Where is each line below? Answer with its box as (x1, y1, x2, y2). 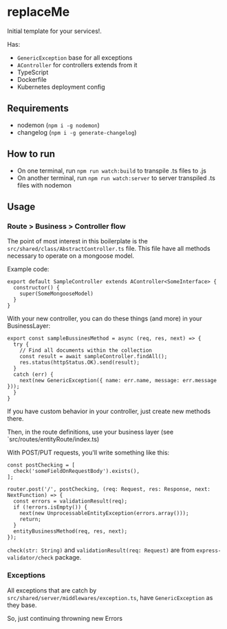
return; (19, 516, 41, 523)
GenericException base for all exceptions (17, 53, 133, 62)
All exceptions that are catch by (7, 586, 97, 595)
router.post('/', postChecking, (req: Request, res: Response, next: (7, 486, 211, 493)
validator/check (7, 555, 54, 562)
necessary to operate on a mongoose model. (7, 252, 135, 260)
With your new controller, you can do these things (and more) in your (7, 314, 202, 323)
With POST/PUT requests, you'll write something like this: (7, 448, 170, 457)
